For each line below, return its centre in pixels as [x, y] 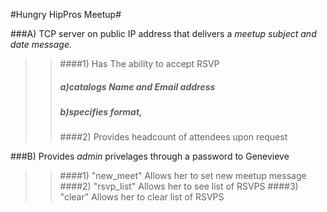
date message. [41, 44]
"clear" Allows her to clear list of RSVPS [142, 197]
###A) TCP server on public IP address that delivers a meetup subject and [163, 33]
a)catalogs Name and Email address [137, 86]
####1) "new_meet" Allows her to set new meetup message [183, 176]
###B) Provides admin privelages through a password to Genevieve [150, 156]
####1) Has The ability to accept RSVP [139, 63]
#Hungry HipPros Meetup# [66, 14]
